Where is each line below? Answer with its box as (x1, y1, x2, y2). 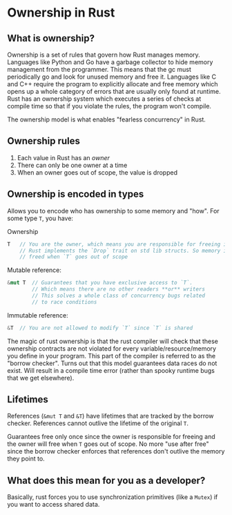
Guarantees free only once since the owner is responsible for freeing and (7, 433, 215, 441)
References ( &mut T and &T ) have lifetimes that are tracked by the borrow (7, 412, 214, 420)
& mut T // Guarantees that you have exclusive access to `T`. (7, 280, 193, 286)
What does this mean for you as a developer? (7, 474, 206, 486)
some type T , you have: (7, 214, 74, 222)
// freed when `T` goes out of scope (19, 253, 128, 260)
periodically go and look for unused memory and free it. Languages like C (7, 72, 216, 81)
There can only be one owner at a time (17, 161, 128, 169)
